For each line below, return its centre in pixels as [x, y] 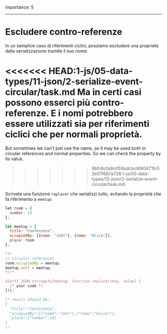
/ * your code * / [26, 286]
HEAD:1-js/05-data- [91, 71]
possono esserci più [48, 103]
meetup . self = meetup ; [29, 268]
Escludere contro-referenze [64, 32]
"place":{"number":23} [33, 318]
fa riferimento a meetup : [29, 199]
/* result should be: [28, 299]
